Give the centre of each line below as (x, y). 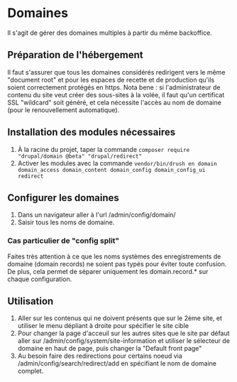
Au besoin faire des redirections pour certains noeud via (100, 356)
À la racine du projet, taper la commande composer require (104, 149)
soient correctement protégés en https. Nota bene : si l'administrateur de (114, 87)
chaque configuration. (40, 279)
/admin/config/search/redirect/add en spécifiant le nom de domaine (117, 364)
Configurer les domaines (63, 198)
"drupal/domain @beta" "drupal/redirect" (79, 156)
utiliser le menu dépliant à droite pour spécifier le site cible (103, 326)
